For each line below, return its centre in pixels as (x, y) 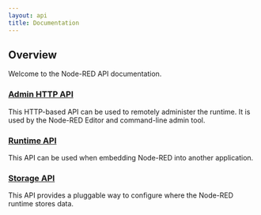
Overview (33, 55)
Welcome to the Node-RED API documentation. (85, 74)
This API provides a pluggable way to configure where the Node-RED (121, 195)
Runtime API (32, 141)
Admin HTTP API (41, 94)
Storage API (32, 178)
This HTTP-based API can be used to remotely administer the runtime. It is (129, 111)
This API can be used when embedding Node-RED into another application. (131, 157)
